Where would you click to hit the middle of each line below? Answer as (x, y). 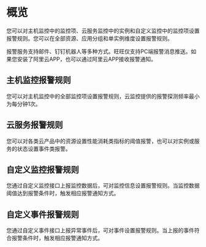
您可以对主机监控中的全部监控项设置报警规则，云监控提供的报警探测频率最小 (103, 96)
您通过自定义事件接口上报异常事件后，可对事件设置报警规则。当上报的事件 (100, 230)
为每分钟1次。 (24, 104)
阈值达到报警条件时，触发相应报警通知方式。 (63, 193)
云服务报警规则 (35, 125)
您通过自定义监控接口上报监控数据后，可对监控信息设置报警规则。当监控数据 (103, 186)
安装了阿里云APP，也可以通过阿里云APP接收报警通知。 (87, 59)
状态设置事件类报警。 (44, 148)
